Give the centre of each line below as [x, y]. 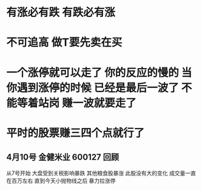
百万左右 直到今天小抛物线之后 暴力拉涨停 [63, 180]
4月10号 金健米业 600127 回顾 [63, 158]
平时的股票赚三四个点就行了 [76, 133]
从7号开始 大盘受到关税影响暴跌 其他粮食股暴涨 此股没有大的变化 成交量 [96, 173]
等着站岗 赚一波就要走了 [77, 103]
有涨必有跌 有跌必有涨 [61, 12]
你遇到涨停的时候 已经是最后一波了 [93, 88]
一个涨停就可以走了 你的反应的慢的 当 [99, 73]
